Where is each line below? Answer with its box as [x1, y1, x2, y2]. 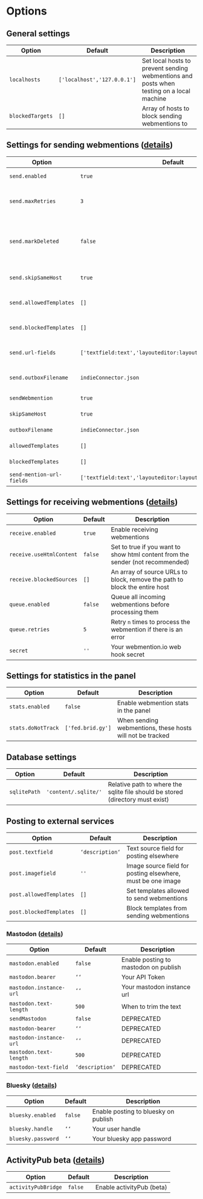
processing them [111, 608, 159, 616]
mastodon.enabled [9, 960, 59, 967]
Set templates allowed [126, 886, 189, 895]
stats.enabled [9, 703, 50, 710]
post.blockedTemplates [9, 909, 74, 915]
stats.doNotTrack [9, 725, 59, 731]
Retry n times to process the [111, 617, 190, 626]
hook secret [111, 650, 145, 659]
